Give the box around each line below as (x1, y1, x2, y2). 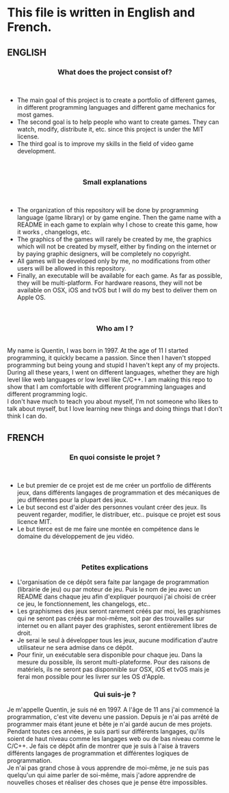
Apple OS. (16, 293, 46, 302)
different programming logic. (7, 390, 87, 399)
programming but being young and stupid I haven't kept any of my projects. (7, 361, 220, 369)
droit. (16, 629, 32, 638)
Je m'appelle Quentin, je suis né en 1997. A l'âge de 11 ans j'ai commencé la (7, 705, 220, 714)
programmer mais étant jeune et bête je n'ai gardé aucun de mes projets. (7, 720, 213, 728)
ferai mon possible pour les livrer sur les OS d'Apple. (16, 672, 165, 681)
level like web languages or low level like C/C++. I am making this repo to (7, 375, 213, 384)
